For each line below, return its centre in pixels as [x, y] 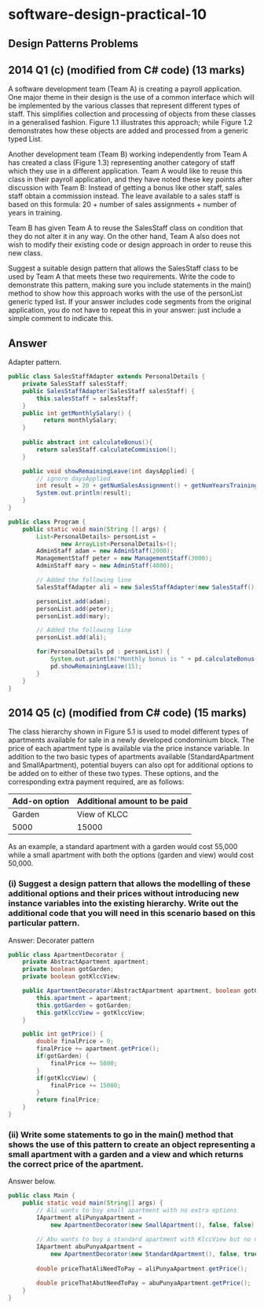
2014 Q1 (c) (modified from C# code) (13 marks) [126, 70]
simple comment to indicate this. [61, 318]
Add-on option [41, 801]
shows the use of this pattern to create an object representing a [132, 1144]
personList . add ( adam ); [73, 601]
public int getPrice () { [63, 1034]
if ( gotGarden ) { [63, 1056]
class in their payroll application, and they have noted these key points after [130, 179]
